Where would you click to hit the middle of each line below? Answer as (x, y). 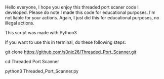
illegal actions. (20, 23)
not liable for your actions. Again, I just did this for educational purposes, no (82, 18)
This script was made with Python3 (41, 33)
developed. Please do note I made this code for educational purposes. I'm (80, 12)
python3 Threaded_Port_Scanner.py (42, 71)
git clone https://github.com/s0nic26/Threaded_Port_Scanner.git (71, 52)
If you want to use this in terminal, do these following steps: (66, 42)
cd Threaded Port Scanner (32, 61)
